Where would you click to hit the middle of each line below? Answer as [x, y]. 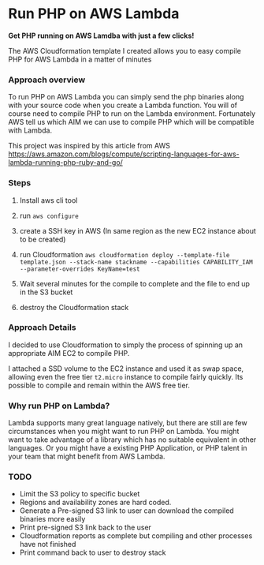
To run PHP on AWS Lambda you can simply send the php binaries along [126, 97]
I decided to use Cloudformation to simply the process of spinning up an [125, 345]
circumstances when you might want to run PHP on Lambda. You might [124, 432]
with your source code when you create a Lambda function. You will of [123, 105]
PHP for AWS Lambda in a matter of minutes [80, 59]
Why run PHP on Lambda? [59, 406]
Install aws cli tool [48, 200]
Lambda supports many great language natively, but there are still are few [128, 423]
